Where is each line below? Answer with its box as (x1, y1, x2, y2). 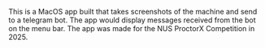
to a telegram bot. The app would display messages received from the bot (8, 15, 256, 25)
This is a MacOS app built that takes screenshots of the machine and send (8, 7, 258, 16)
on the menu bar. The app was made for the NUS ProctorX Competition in (8, 24, 255, 33)
